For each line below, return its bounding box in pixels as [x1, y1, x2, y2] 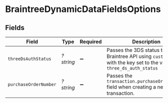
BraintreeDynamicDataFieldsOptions [5, 3, 161, 15]
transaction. [106, 90, 135, 96]
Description [132, 38, 161, 45]
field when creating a [106, 83, 156, 90]
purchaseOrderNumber [7, 81, 56, 87]
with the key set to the [106, 59, 158, 66]
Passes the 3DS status [106, 46, 160, 53]
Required [79, 38, 102, 45]
